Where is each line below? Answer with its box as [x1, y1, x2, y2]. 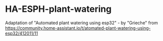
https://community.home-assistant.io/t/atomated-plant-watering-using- [5, 25, 151, 31]
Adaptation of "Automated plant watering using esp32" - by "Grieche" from [5, 20, 158, 26]
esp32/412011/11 [5, 30, 39, 36]
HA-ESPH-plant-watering [5, 3, 112, 15]
